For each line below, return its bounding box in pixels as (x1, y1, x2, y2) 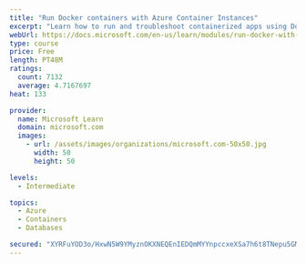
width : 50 (33, 148, 71, 157)
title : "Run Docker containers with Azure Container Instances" (9, 13, 259, 23)
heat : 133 (9, 89, 47, 98)
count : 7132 (17, 73, 64, 82)
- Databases (17, 224, 64, 233)
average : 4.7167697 (17, 81, 92, 90)
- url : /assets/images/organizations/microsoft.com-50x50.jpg (25, 140, 267, 149)
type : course (9, 38, 59, 48)
